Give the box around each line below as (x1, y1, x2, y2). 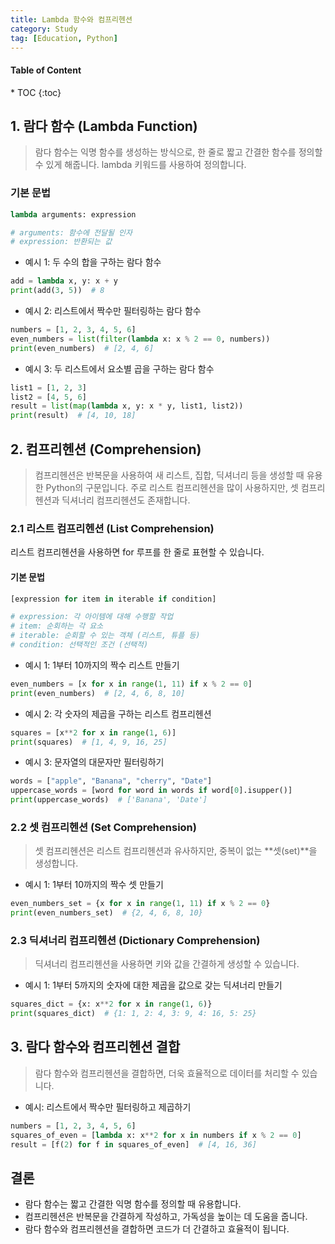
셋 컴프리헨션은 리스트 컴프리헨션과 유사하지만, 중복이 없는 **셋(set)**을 (34, 845, 318, 857)
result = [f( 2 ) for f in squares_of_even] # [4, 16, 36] (10, 1139, 257, 1150)
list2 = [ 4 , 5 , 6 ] (10, 392, 87, 402)
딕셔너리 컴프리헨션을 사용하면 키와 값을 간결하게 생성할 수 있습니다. (34, 958, 300, 970)
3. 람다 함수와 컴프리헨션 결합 (10, 1039, 181, 1056)
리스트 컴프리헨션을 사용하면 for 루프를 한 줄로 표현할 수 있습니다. (10, 546, 265, 558)
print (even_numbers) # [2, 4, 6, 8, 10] (10, 688, 186, 698)
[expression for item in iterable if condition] (10, 594, 217, 604)
